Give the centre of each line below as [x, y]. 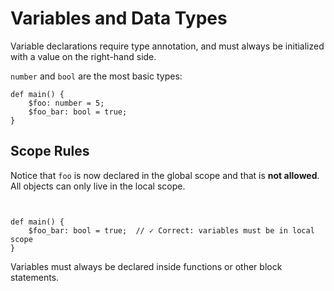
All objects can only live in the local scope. [98, 186]
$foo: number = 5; [66, 103]
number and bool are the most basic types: [96, 76]
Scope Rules [50, 151]
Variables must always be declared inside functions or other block [146, 266]
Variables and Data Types [119, 18]
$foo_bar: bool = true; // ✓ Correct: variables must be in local [171, 230]
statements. [35, 277]
